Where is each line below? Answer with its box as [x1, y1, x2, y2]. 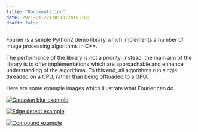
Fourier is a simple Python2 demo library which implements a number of [6, 36, 184, 44]
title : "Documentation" [6, 8, 66, 15]
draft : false [6, 20, 39, 26]
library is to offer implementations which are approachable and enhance [6, 60, 184, 67]
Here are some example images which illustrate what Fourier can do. [6, 85, 175, 92]
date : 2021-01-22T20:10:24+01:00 [6, 14, 90, 20]
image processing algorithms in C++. [6, 42, 98, 50]
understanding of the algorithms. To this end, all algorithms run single [6, 67, 178, 74]
